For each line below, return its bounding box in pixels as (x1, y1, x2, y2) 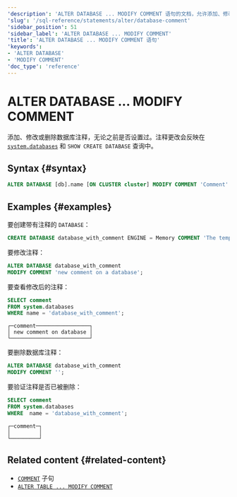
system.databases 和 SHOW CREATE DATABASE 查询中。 (7, 141, 157, 150)
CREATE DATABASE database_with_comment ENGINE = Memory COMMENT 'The (7, 235, 217, 242)
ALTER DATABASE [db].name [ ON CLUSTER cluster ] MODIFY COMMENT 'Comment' (7, 181, 229, 188)
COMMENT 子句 (17, 474, 54, 482)
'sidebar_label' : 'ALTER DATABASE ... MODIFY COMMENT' (7, 30, 172, 37)
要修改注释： (7, 248, 44, 257)
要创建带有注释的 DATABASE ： (7, 221, 90, 229)
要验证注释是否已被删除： (7, 382, 82, 391)
